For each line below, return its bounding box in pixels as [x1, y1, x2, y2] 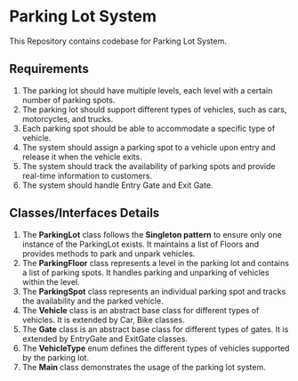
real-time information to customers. [21, 170, 153, 181]
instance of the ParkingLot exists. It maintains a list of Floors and [21, 239, 260, 249]
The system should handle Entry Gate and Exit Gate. [21, 180, 213, 190]
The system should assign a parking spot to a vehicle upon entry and [21, 142, 276, 152]
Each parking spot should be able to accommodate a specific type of [21, 123, 276, 134]
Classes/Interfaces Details [9, 206, 160, 221]
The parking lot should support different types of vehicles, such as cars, [21, 104, 287, 115]
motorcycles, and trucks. [21, 113, 114, 124]
